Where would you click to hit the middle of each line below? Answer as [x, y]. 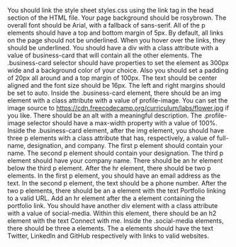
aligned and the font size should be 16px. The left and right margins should [116, 85]
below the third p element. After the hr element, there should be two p [109, 168]
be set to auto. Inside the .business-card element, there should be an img [114, 93]
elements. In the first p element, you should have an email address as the [114, 176]
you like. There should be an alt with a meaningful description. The [105, 115]
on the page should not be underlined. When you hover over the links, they [117, 40]
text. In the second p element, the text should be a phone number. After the [117, 183]
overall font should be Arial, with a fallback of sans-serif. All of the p [106, 25]
